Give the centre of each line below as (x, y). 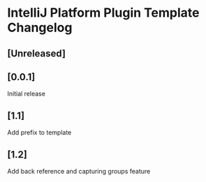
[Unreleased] (37, 53)
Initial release (26, 94)
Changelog (40, 28)
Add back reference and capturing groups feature (79, 172)
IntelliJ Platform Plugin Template (103, 13)
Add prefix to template (39, 132)
